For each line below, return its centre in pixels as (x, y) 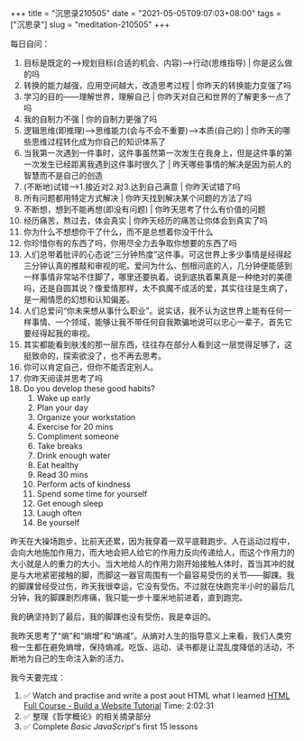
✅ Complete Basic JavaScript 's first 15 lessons (111, 727)
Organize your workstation (86, 417)
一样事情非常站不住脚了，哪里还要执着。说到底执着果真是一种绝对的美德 (157, 277)
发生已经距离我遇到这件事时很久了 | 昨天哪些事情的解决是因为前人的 (166, 164)
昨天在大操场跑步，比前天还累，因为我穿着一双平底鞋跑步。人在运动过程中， (152, 541)
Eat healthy (58, 465)
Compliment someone (78, 436)
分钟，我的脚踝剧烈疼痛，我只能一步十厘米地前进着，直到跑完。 (129, 597)
